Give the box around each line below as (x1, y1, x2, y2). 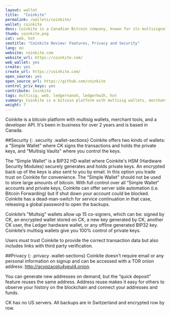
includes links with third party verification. (5, 243, 93, 249)
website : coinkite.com (5, 50, 53, 55)
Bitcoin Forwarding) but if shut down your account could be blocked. (5, 190, 149, 197)
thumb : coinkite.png (5, 31, 49, 36)
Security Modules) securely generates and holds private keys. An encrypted (5, 163, 165, 169)
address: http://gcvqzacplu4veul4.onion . (5, 263, 91, 270)
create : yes (5, 64, 31, 69)
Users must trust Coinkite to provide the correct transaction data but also (5, 237, 159, 244)
